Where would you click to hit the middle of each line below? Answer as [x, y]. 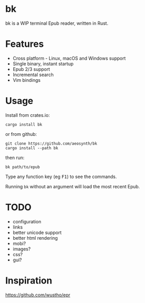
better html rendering [35, 238]
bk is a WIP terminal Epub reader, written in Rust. [57, 23]
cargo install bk [24, 124]
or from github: [21, 134]
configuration [27, 221]
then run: [15, 157]
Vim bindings [27, 80]
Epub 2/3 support [31, 69]
